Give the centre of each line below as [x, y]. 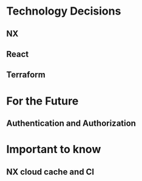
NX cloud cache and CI [50, 172]
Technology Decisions [64, 11]
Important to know [54, 149]
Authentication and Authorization [71, 123]
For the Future [42, 101]
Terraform [26, 75]
